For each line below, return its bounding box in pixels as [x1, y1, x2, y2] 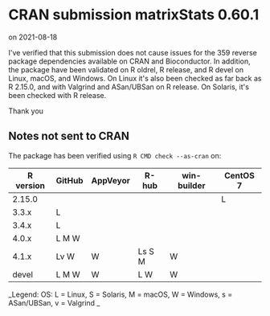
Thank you [8, 106, 44, 116]
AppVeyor [91, 174, 130, 186]
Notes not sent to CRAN [8, 129, 130, 143]
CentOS [223, 170, 255, 181]
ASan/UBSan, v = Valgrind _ [8, 298, 100, 307]
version [15, 179, 46, 191]
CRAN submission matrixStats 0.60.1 [8, 6, 260, 24]
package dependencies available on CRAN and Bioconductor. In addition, [8, 56, 251, 66]
